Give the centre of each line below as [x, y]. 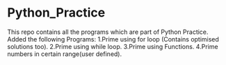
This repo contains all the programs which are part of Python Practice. [108, 32]
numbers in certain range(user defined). [65, 54]
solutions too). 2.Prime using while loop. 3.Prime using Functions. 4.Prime [113, 46]
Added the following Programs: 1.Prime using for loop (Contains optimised [113, 39]
